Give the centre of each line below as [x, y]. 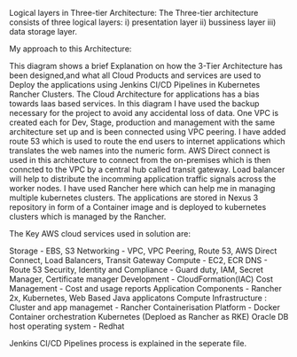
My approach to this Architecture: [70, 49]
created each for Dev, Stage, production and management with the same [142, 122]
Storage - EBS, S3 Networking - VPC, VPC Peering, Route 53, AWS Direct [143, 251]
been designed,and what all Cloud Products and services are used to [135, 75]
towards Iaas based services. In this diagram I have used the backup [134, 104]
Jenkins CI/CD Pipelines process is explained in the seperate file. [128, 343]
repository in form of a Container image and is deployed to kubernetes [138, 207]
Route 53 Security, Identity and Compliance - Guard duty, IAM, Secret [137, 270]
